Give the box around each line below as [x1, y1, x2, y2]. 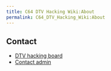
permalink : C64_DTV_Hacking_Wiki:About [6, 14, 106, 20]
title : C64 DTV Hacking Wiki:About [6, 8, 95, 15]
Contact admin [14, 58, 52, 66]
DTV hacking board [14, 52, 63, 60]
